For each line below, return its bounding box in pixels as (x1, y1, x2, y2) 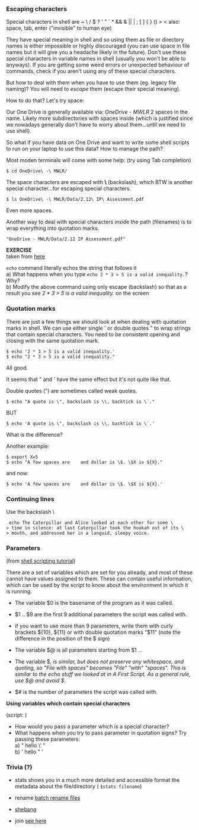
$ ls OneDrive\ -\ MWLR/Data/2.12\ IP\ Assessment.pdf (6, 197, 145, 203)
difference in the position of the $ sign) (14, 635, 110, 642)
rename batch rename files (14, 794, 81, 801)
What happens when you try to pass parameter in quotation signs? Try (14, 730, 187, 737)
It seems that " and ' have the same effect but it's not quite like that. (6, 375, 172, 383)
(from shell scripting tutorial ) (6, 557, 76, 564)
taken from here (6, 253, 46, 260)
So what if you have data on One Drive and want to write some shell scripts (6, 139, 190, 146)
